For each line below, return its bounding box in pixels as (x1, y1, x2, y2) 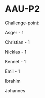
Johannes (5, 87, 26, 93)
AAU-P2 (5, 3, 40, 15)
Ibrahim (5, 78, 21, 84)
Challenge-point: (5, 20, 40, 26)
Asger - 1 (5, 29, 24, 35)
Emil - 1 (5, 68, 20, 74)
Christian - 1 (5, 39, 30, 45)
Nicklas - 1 (5, 49, 27, 55)
